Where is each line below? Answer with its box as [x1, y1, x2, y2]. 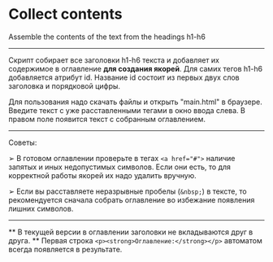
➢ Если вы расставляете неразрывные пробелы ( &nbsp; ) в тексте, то [8, 186, 247, 196]
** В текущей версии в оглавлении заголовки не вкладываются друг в [8, 227, 253, 237]
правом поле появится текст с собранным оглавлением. [8, 114, 206, 124]
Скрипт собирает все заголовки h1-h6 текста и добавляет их [8, 55, 219, 65]
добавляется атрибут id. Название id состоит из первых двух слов [8, 72, 240, 82]
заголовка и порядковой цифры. [8, 81, 120, 90]
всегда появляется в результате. [8, 244, 123, 254]
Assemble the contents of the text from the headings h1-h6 [8, 32, 206, 41]
